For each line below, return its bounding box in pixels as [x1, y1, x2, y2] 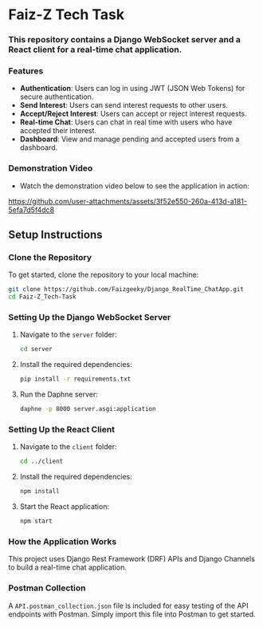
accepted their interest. [19, 126, 97, 136]
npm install [19, 487, 60, 495]
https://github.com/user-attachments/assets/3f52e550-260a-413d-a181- [8, 196, 247, 206]
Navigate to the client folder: [19, 442, 117, 452]
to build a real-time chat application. [8, 562, 128, 572]
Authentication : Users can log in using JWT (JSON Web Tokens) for [19, 84, 245, 93]
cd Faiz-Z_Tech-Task [8, 293, 77, 301]
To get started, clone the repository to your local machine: [8, 270, 199, 280]
